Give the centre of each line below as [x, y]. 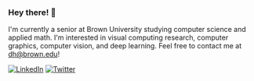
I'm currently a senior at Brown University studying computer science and [127, 30]
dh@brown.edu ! [34, 55]
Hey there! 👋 [32, 12]
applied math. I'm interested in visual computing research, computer [118, 37]
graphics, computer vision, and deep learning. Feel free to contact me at [125, 46]
